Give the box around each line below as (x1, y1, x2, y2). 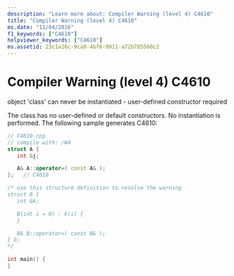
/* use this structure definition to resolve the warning (7, 184, 182, 192)
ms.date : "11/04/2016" (7, 23, 74, 31)
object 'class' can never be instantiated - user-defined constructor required (7, 97, 228, 106)
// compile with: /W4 (7, 139, 71, 146)
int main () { (7, 256, 46, 263)
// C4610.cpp (7, 132, 46, 139)
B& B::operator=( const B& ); (16, 230, 106, 237)
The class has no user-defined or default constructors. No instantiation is (7, 111, 221, 119)
